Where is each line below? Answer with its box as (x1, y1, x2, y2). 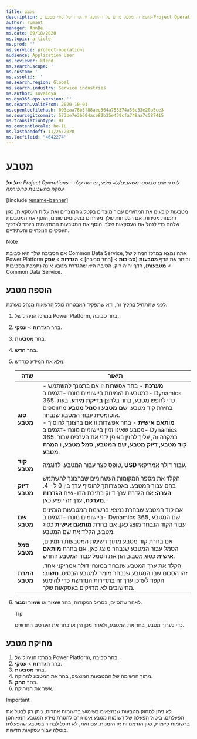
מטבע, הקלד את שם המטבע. (42, 528, 116, 536)
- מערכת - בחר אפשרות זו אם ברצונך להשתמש (42, 381, 164, 389)
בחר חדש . (14, 346, 38, 353)
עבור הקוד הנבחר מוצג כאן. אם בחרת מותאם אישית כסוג (42, 520, 186, 529)
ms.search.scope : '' (6, 63, 57, 69)
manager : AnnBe (6, 25, 43, 31)
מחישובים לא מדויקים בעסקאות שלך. (42, 583, 135, 592)
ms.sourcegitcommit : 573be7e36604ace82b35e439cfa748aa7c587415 (6, 112, 164, 118)
